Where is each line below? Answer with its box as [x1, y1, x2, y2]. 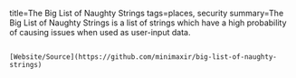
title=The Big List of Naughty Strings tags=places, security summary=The [9, 8, 284, 18]
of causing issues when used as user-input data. [9, 27, 191, 37]
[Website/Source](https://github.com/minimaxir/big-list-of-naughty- [9, 53, 278, 62]
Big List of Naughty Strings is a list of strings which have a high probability [9, 17, 287, 28]
